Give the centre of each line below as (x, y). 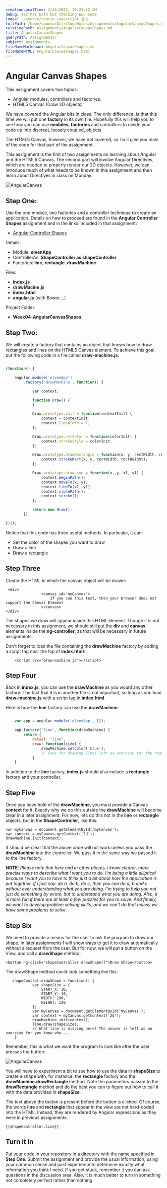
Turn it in (20, 1142)
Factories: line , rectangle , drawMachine (54, 263)
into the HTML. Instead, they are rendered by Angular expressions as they (81, 1112)
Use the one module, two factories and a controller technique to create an (81, 213)
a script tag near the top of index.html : (46, 651)
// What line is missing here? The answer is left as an (92, 1029)
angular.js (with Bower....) (39, 298)
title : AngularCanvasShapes (35, 33)
